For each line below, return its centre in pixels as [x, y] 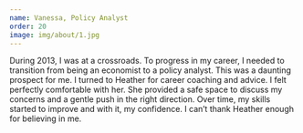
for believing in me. [46, 118]
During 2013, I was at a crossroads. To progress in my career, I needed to [147, 61]
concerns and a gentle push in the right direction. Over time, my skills [140, 99]
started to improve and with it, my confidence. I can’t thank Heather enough [152, 109]
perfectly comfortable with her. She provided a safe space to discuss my [146, 90]
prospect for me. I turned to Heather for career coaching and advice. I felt [148, 80]
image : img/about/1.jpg [55, 35]
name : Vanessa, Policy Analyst [69, 18]
